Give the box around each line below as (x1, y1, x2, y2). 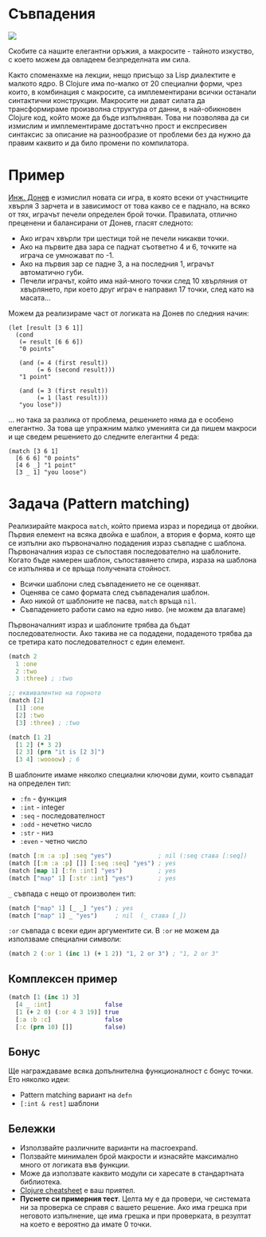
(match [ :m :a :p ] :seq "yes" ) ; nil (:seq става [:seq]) (8, 852, 248, 860)
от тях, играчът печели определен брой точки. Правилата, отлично (8, 209, 237, 219)
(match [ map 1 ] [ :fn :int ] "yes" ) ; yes (8, 866, 177, 875)
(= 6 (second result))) (37, 365, 115, 374)
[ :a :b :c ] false (15, 1016, 123, 1024)
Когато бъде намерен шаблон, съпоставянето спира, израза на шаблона (8, 555, 257, 564)
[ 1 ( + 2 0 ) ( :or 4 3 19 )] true (15, 1008, 119, 1016)
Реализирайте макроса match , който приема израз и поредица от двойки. (8, 521, 259, 531)
